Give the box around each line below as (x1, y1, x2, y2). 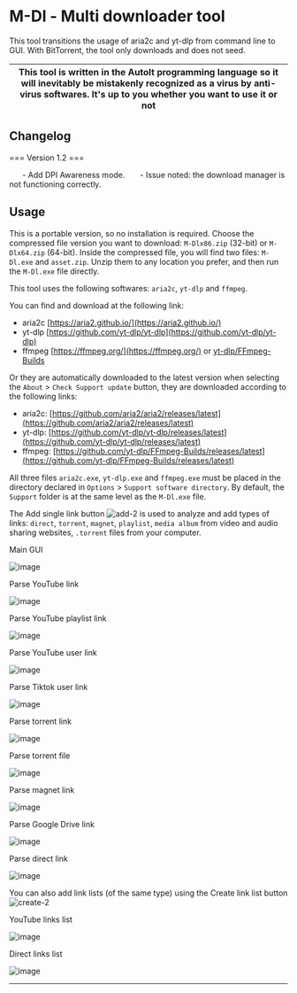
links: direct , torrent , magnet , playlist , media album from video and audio (9, 517, 278, 528)
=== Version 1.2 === (9, 152, 85, 163)
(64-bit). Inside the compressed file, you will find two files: (47, 246, 260, 258)
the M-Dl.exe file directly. (9, 266, 100, 276)
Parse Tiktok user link (9, 681, 88, 692)
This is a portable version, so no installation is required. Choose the (9, 228, 255, 238)
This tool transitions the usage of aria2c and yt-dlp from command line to (9, 35, 276, 46)
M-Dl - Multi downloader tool (9, 6, 225, 27)
